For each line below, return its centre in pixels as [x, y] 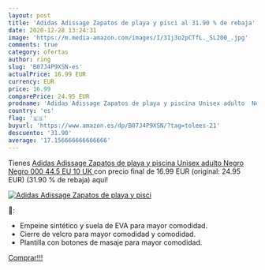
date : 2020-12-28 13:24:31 [52, 30]
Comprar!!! [26, 257]
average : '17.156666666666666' [60, 140]
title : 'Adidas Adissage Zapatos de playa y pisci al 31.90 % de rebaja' [132, 23]
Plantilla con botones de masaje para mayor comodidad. [111, 242]
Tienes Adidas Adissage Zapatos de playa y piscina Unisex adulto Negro [126, 163]
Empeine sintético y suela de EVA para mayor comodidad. [113, 225]
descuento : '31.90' [40, 133]
